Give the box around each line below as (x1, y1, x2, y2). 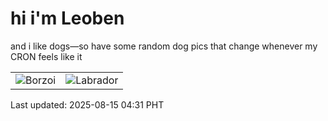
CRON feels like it (10, 50, 83, 62)
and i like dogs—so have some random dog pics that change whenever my (10, 40, 318, 52)
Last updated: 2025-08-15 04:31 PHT (10, 98, 165, 111)
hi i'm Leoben (10, 7, 125, 30)
